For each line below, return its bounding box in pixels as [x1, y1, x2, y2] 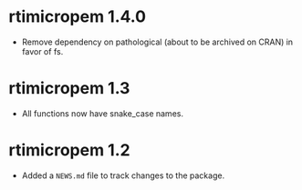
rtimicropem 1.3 [8, 78, 130, 99]
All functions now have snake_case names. [21, 107, 184, 119]
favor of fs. [21, 45, 64, 56]
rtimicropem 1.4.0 [8, 6, 147, 27]
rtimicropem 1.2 [8, 140, 130, 161]
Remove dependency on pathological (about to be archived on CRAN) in [21, 36, 294, 47]
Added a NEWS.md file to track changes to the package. [21, 170, 225, 181]
